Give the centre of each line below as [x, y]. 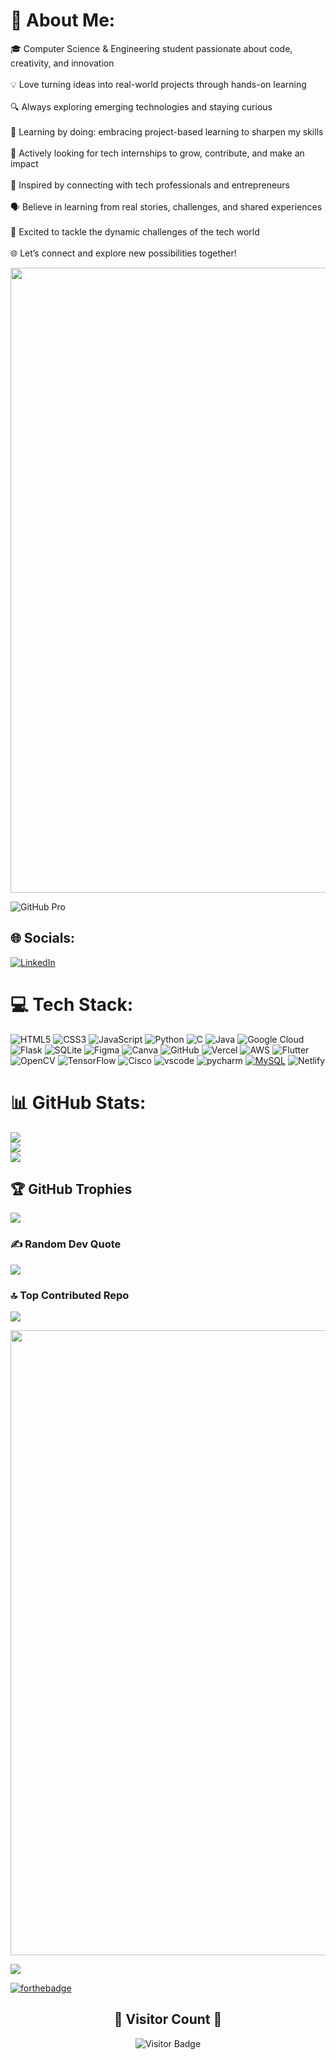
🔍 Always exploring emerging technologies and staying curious [141, 106]
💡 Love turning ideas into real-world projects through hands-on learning [158, 84]
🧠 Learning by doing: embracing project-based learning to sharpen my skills [167, 131]
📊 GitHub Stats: [78, 1102]
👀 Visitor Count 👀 [168, 2019]
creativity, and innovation [62, 63]
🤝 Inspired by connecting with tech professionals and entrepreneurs [150, 185]
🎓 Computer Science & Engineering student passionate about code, [151, 48]
